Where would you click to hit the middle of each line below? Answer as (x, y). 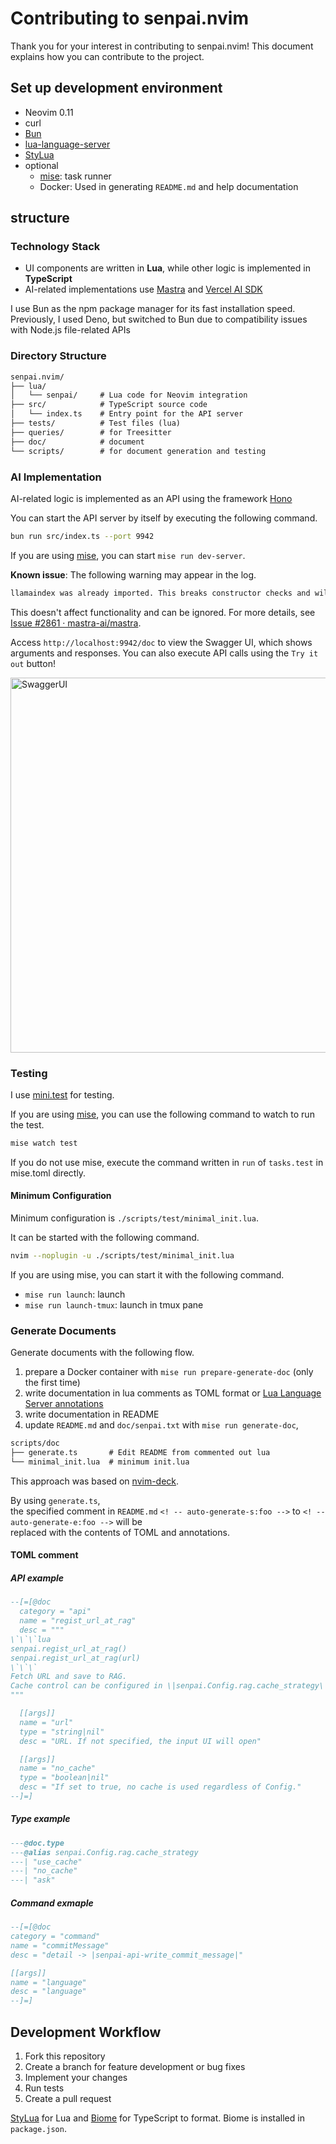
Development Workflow (86, 2032)
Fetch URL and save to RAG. (69, 1677)
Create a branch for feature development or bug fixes (135, 2067)
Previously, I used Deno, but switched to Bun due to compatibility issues (159, 319)
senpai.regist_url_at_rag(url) (75, 1658)
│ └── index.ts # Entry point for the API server (127, 414)
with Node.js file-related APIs (70, 330)
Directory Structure (58, 356)
